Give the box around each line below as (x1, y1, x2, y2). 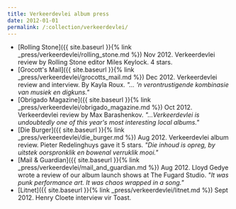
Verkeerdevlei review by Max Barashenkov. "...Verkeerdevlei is (17, 111, 200, 119)
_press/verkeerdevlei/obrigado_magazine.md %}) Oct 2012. (17, 103, 193, 112)
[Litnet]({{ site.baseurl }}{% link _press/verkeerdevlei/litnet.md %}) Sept (17, 186, 228, 195)
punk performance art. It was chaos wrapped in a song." (17, 179, 184, 187)
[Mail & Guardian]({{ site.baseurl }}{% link (17, 156, 140, 164)
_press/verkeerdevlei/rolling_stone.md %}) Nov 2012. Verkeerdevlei (17, 50, 215, 59)
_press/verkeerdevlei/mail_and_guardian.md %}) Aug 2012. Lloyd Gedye (17, 164, 229, 172)
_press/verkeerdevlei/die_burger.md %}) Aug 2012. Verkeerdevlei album (17, 133, 229, 142)
